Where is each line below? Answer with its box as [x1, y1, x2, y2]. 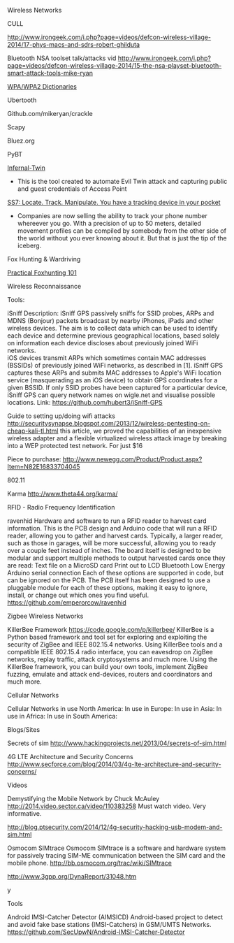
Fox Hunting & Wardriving [7, 255, 81, 263]
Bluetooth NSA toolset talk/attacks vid [7, 54, 117, 62]
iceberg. [17, 241, 42, 250]
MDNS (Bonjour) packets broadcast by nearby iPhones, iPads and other [7, 317, 214, 324]
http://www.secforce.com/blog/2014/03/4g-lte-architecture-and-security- [7, 760, 221, 768]
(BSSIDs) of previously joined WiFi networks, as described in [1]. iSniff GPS [7, 361, 224, 369]
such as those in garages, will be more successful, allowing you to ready [7, 539, 217, 547]
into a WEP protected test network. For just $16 [7, 442, 143, 449]
